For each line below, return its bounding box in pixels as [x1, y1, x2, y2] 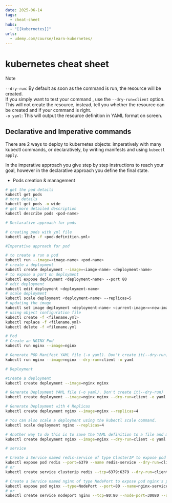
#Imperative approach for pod [5, 243, 70, 249]
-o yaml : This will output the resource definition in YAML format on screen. [5, 112, 163, 119]
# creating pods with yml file [5, 229, 72, 235]
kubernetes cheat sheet [5, 59, 109, 70]
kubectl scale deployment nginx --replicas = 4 [5, 422, 104, 428]
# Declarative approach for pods [5, 220, 77, 225]
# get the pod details [5, 187, 54, 192]
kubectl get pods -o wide [5, 201, 60, 207]
